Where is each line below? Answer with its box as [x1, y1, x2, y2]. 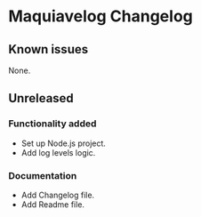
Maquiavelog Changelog [8, 6, 193, 27]
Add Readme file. [20, 198, 85, 210]
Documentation [8, 169, 77, 181]
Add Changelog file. [20, 189, 95, 200]
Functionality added [8, 117, 97, 130]
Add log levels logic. [20, 147, 96, 157]
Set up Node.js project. [20, 138, 106, 149]
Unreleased [8, 91, 75, 106]
